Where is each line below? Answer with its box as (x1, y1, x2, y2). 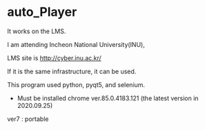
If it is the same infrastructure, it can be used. (7, 67, 137, 75)
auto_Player (7, 4, 77, 20)
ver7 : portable (7, 115, 49, 123)
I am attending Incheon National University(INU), (7, 40, 145, 48)
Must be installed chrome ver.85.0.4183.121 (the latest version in (17, 94, 199, 102)
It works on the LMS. (7, 27, 66, 35)
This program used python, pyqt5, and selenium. (7, 80, 146, 89)
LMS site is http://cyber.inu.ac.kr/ (7, 53, 101, 62)
